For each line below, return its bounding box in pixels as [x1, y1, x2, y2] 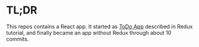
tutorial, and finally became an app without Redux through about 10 [6, 29, 172, 36]
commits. [6, 35, 29, 42]
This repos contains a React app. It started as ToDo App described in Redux [6, 23, 193, 30]
